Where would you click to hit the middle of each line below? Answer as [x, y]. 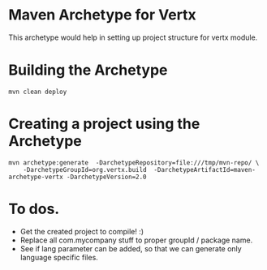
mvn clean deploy [38, 92]
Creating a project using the [104, 124]
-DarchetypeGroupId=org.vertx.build [85, 169]
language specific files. [59, 257]
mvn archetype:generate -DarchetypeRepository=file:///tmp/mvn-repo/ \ [134, 163]
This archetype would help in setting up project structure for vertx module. [133, 37]
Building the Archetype [88, 70]
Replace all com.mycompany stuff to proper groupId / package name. [136, 240]
